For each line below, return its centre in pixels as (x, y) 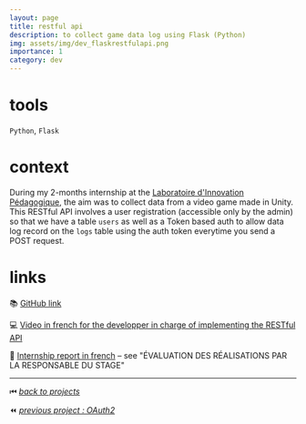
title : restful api (46, 26)
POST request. (37, 240)
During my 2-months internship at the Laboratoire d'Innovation (127, 192)
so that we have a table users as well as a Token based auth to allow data (147, 221)
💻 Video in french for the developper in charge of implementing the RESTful (153, 325)
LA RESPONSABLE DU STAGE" (67, 365)
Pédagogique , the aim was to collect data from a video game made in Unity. (152, 202)
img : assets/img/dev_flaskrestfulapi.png (89, 43)
